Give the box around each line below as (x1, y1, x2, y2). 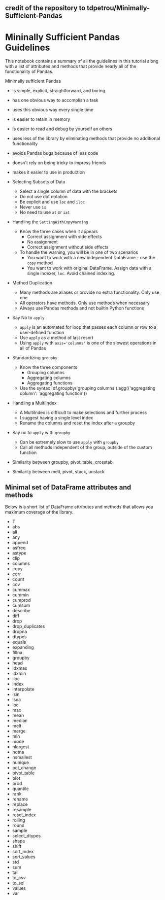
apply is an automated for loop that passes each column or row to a (19, 324, 157, 330)
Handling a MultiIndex (12, 400, 57, 406)
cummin (12, 592, 29, 598)
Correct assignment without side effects (27, 244, 109, 250)
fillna (12, 650, 23, 656)
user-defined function (19, 330, 65, 336)
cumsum (12, 602, 31, 608)
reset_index (12, 812, 36, 818)
